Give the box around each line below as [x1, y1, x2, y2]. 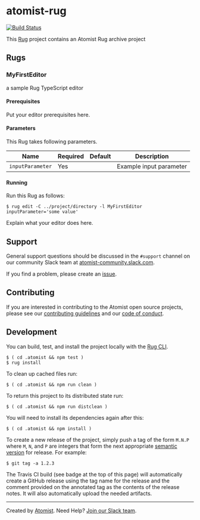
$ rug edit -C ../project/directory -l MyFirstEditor [6, 204, 143, 210]
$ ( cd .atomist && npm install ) [6, 425, 92, 432]
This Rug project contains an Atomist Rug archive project [6, 35, 146, 42]
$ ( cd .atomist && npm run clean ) [6, 382, 97, 388]
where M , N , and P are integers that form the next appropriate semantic [6, 442, 177, 450]
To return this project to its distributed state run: [6, 392, 124, 399]
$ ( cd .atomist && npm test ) [6, 354, 84, 360]
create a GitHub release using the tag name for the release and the [6, 477, 170, 484]
